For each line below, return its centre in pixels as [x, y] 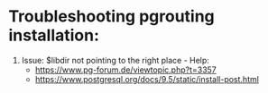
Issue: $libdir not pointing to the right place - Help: [115, 60]
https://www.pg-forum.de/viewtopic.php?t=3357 [126, 70]
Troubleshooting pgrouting [112, 17]
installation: [54, 35]
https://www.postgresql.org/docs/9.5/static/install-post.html [147, 79]
